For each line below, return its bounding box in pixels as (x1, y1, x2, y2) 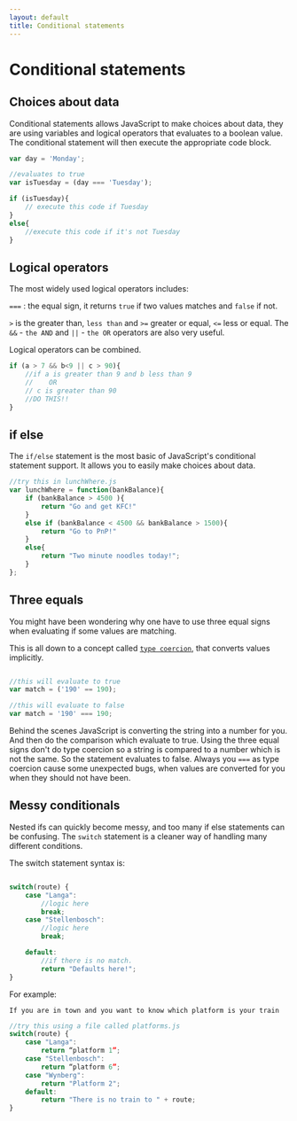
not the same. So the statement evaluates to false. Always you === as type (9, 754, 279, 765)
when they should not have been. (9, 773, 131, 783)
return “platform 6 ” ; (41, 1063, 121, 1071)
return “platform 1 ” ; (41, 1047, 121, 1055)
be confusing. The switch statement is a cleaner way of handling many (9, 830, 268, 842)
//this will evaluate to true (9, 677, 121, 686)
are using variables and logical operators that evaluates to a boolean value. (9, 128, 284, 138)
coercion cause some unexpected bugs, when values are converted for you (9, 763, 285, 774)
